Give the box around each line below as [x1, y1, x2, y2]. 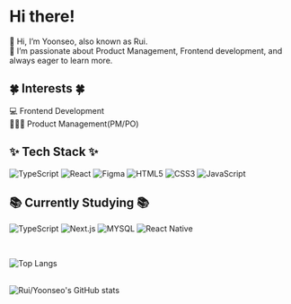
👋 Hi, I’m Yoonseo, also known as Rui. [9, 36, 148, 47]
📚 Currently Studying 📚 [9, 195, 150, 210]
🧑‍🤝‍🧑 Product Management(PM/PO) [9, 118, 139, 129]
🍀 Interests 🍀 [9, 81, 85, 96]
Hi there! [9, 6, 75, 27]
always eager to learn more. [9, 55, 113, 65]
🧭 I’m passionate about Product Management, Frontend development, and [9, 45, 283, 56]
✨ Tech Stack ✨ [9, 144, 99, 160]
